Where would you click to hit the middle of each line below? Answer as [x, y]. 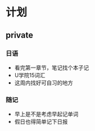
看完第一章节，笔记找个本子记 [51, 68]
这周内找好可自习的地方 [44, 83]
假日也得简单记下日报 [41, 122]
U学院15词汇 [30, 75]
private [20, 35]
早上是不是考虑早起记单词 [46, 114]
